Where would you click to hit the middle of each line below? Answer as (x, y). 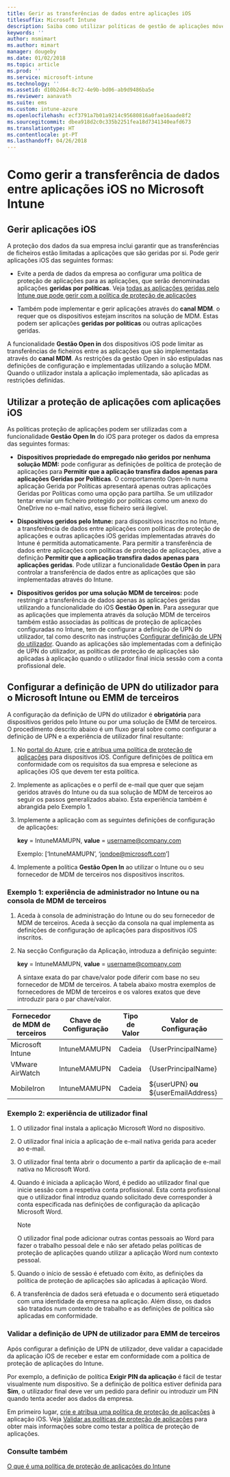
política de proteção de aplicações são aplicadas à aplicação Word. (112, 1281)
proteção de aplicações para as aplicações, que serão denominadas (113, 281)
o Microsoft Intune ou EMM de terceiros (93, 698)
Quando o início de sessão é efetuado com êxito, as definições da (110, 1273)
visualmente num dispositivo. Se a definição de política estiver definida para (115, 1384)
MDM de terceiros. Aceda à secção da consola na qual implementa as (115, 923)
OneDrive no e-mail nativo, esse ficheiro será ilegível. (92, 507)
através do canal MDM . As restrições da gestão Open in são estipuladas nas (115, 359)
